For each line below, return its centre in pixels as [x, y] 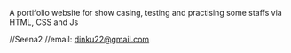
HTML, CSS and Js [44, 22]
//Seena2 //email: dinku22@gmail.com [79, 39]
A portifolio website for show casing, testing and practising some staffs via [145, 13]
